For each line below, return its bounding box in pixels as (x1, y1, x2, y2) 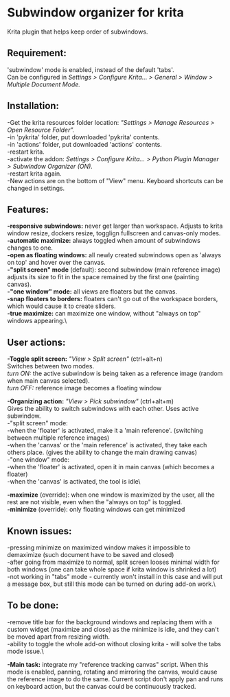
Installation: (7, 100, 60, 112)
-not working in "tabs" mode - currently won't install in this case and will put (7, 573, 223, 580)
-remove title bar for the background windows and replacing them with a (7, 617, 213, 626)
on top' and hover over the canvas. (7, 259, 106, 267)
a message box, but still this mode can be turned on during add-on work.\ (7, 580, 216, 588)
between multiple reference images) (7, 434, 110, 442)
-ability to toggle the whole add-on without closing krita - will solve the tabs (7, 639, 222, 648)
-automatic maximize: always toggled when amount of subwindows (7, 237, 200, 245)
